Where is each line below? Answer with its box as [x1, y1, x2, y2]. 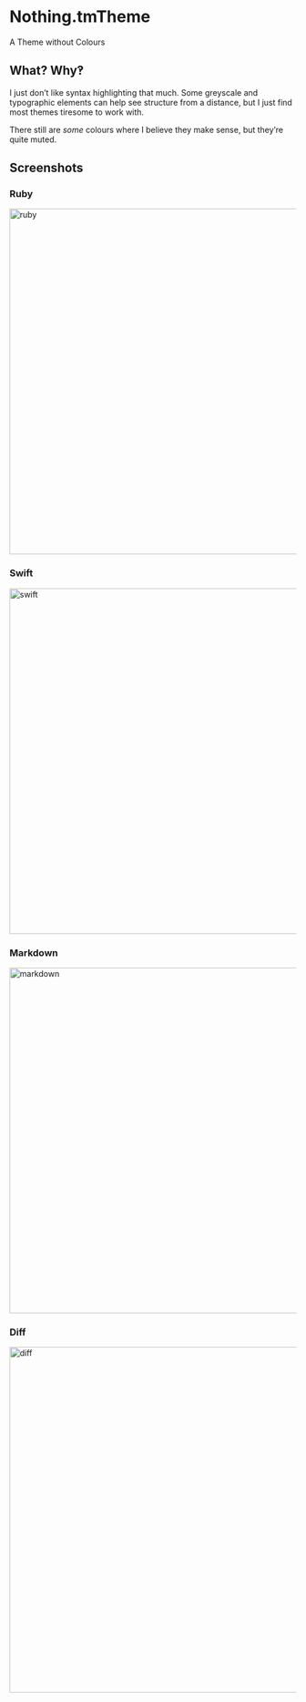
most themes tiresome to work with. [9, 107, 144, 118]
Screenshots [9, 160, 84, 176]
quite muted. [9, 134, 57, 145]
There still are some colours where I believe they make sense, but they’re [9, 124, 284, 135]
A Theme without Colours [9, 36, 106, 47]
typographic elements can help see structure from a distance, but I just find [9, 97, 293, 108]
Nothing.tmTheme [9, 6, 151, 27]
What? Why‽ [9, 63, 85, 78]
